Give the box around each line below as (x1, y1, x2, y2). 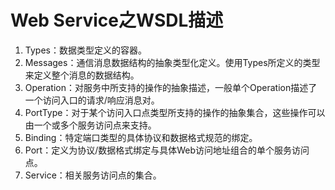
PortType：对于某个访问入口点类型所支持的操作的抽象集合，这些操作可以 (24, 106, 326, 118)
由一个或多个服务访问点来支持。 (24, 119, 157, 131)
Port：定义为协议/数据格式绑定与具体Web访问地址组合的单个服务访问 (24, 144, 310, 156)
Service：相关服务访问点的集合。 (24, 169, 162, 181)
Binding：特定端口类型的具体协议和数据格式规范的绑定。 (24, 131, 258, 143)
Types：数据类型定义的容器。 (24, 44, 147, 56)
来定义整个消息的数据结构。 (24, 69, 140, 81)
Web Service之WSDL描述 (10, 9, 224, 32)
